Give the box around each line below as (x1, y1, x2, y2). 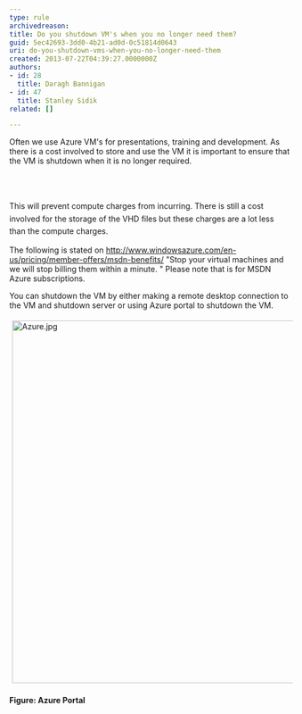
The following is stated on (9, 245, 104, 255)
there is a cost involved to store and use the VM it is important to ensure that (9, 146, 290, 157)
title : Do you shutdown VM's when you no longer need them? (9, 29, 238, 38)
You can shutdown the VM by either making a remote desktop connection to (9, 291, 289, 302)
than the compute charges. (9, 226, 109, 237)
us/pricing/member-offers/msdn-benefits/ (9, 254, 165, 265)
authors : (9, 63, 42, 72)
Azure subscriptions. (9, 273, 86, 284)
